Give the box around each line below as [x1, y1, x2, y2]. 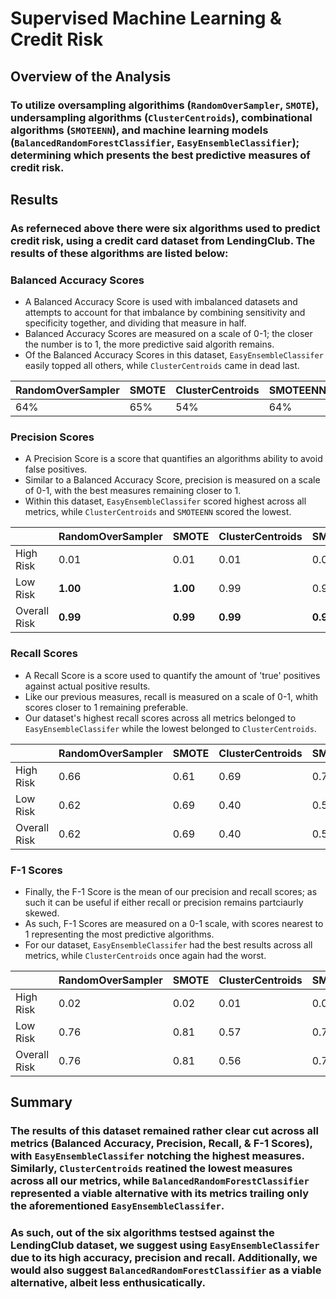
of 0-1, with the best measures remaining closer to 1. [24, 485, 242, 497]
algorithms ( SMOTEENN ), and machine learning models [10, 123, 269, 137]
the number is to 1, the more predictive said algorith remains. [24, 338, 275, 351]
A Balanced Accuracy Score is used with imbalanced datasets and [24, 296, 298, 308]
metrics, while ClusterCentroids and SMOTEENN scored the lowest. [24, 506, 292, 518]
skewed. [24, 907, 60, 919]
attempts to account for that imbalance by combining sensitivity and [24, 307, 306, 319]
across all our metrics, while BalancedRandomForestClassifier [10, 1174, 310, 1188]
